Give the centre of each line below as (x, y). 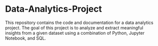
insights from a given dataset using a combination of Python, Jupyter (75, 33)
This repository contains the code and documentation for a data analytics (79, 23)
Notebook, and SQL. (26, 38)
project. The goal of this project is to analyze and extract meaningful (74, 27)
